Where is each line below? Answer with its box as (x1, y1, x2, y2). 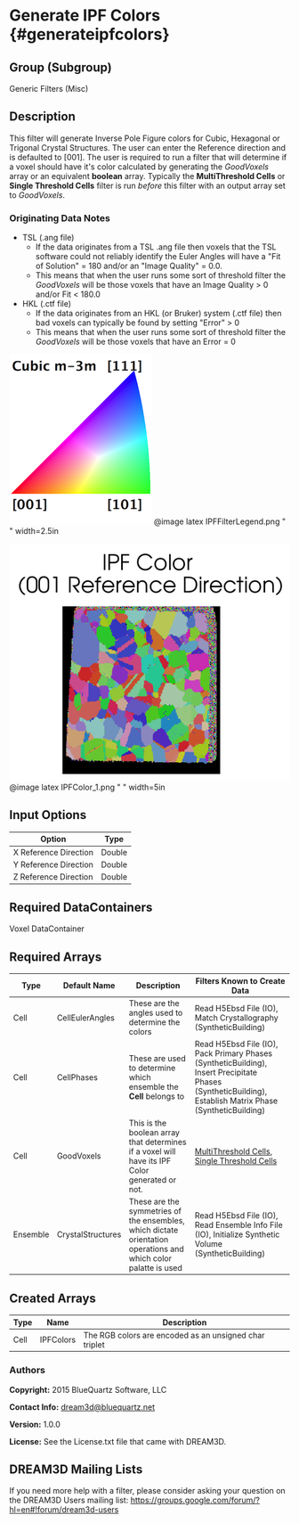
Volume (194, 1239, 222, 1249)
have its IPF (128, 1155, 172, 1166)
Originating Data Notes (9, 211, 111, 224)
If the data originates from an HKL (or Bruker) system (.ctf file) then (35, 308, 282, 319)
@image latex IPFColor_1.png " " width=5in (9, 782, 166, 793)
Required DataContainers (9, 900, 153, 915)
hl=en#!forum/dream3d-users (9, 1504, 119, 1515)
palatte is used (128, 1262, 182, 1273)
